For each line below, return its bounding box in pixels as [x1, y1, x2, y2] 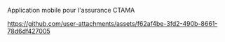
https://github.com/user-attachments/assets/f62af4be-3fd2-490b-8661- [7, 20, 218, 27]
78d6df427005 [7, 27, 50, 35]
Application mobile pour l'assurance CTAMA [7, 6, 135, 14]
